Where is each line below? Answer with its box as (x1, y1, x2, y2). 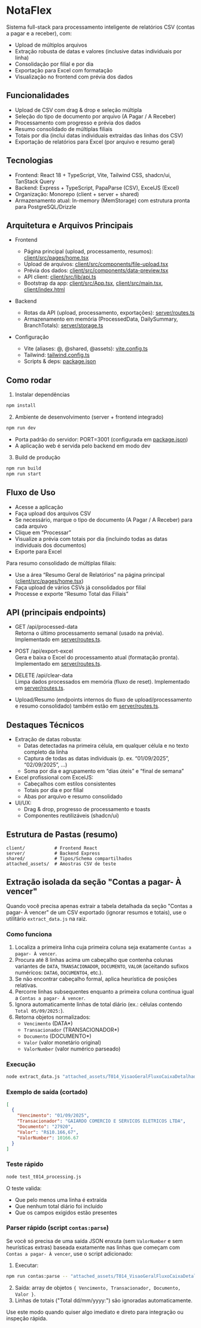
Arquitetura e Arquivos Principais (6, 220, 133, 230)
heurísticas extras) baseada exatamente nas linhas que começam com (6, 1244, 181, 1251)
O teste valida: (6, 1184, 42, 1192)
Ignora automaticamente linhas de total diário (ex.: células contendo (14, 1001, 182, 1008)
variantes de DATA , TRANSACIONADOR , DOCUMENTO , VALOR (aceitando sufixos (14, 963, 189, 970)
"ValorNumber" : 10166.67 (17, 1135, 79, 1141)
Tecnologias (6, 156, 53, 166)
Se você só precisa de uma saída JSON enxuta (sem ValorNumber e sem (6, 1237, 183, 1244)
